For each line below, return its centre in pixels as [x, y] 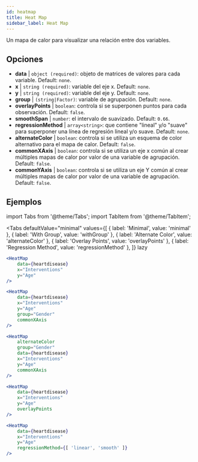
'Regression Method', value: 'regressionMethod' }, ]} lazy [77, 247]
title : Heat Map [26, 18]
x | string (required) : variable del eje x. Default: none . [82, 87]
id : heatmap [21, 12]
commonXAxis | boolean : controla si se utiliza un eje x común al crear [101, 151]
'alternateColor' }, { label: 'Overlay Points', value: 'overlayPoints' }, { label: [97, 241]
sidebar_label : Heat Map [37, 23]
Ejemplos [24, 202]
